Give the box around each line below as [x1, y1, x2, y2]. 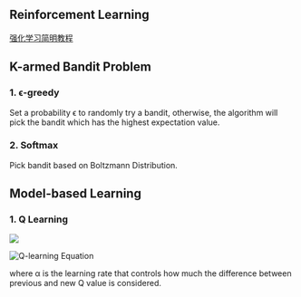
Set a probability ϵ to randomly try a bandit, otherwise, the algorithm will [9, 107, 278, 118]
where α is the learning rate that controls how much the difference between [9, 268, 292, 279]
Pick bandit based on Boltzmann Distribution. [9, 159, 179, 170]
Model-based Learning [9, 186, 142, 202]
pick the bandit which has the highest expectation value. [9, 117, 220, 128]
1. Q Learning [9, 213, 69, 225]
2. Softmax [9, 139, 59, 152]
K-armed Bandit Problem [9, 59, 151, 75]
